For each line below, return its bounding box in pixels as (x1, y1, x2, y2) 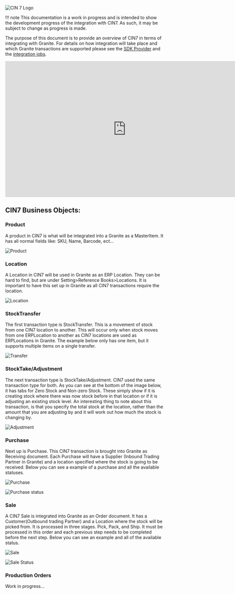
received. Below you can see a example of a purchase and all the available (5, 464, 159, 470)
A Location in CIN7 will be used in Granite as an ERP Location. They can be (5, 272, 160, 278)
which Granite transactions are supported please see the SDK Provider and (5, 46, 161, 51)
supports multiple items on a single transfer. (5, 343, 96, 349)
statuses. (5, 469, 24, 476)
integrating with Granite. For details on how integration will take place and (5, 40, 158, 46)
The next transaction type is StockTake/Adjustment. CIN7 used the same (5, 377, 156, 383)
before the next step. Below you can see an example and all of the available (5, 535, 162, 541)
